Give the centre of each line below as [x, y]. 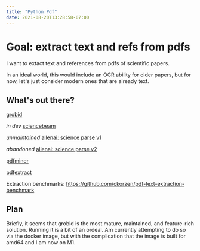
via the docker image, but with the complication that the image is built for [96, 236]
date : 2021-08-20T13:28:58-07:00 [48, 17]
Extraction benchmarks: [36, 184]
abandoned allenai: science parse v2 [52, 149]
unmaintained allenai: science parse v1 [54, 137]
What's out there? [40, 100]
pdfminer [17, 161]
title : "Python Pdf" [32, 12]
